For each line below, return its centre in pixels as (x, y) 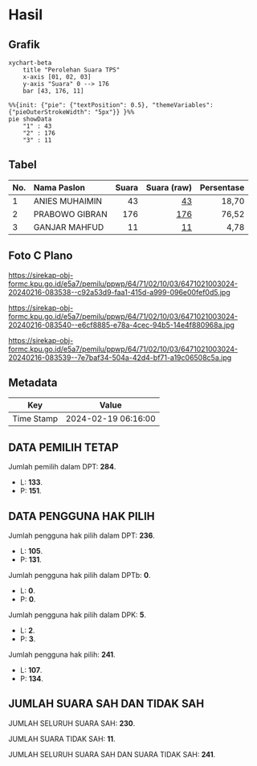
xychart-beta (30, 63)
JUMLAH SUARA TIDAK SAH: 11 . (62, 739)
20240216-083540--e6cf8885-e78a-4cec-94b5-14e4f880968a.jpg (122, 325)
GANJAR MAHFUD (69, 227)
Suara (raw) (169, 187)
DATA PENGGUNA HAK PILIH (82, 516)
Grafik (24, 45)
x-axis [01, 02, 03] (57, 77)
